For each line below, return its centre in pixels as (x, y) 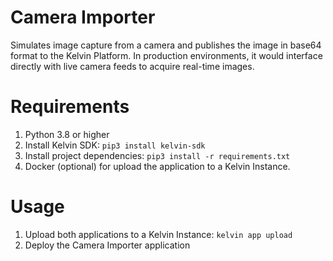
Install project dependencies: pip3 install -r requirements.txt (157, 155)
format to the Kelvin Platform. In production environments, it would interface (166, 55)
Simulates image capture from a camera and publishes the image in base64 (166, 45)
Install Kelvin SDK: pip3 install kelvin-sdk (115, 145)
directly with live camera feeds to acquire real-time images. (132, 66)
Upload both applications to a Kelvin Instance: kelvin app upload (158, 234)
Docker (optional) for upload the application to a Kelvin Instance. (157, 166)
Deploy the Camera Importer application (107, 245)
